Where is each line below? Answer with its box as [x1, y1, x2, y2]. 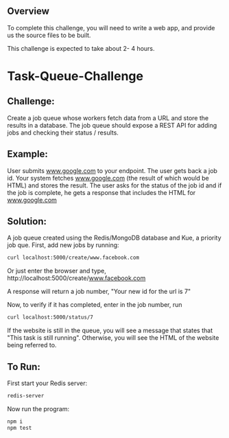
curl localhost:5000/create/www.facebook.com [7, 254, 139, 262]
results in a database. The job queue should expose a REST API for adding [7, 121, 217, 129]
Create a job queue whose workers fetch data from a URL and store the [7, 113, 209, 122]
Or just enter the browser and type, [7, 267, 106, 275]
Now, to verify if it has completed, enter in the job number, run [7, 301, 183, 309]
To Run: [7, 360, 41, 373]
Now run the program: [7, 404, 70, 413]
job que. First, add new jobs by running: [7, 241, 119, 249]
